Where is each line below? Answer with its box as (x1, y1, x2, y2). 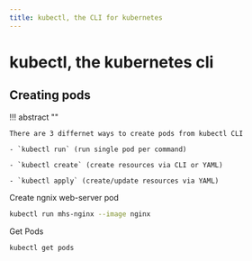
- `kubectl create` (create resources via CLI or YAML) (9, 160, 223, 169)
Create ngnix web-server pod (9, 192, 119, 202)
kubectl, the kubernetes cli (9, 51, 214, 72)
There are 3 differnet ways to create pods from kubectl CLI (9, 129, 244, 138)
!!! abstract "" (9, 112, 59, 122)
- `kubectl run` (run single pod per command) (9, 145, 187, 154)
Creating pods (9, 87, 92, 103)
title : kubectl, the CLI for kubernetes (9, 13, 164, 22)
